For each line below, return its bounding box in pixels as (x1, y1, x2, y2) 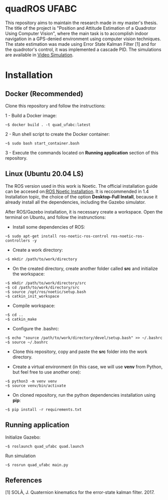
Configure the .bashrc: (12, 325, 59, 331)
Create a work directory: (12, 247, 63, 253)
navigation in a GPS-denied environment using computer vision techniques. (5, 36, 161, 42)
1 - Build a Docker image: (5, 112, 57, 118)
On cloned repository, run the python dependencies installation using (12, 392, 155, 398)
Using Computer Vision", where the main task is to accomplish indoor (5, 30, 148, 36)
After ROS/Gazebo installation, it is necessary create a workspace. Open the (5, 208, 163, 215)
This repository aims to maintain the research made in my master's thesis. (5, 20, 158, 26)
